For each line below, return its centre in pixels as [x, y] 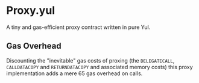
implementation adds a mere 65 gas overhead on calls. [74, 73]
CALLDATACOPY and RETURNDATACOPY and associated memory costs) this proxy [99, 67]
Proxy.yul [31, 11]
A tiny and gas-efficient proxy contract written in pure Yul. [78, 27]
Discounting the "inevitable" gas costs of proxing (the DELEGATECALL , [90, 60]
